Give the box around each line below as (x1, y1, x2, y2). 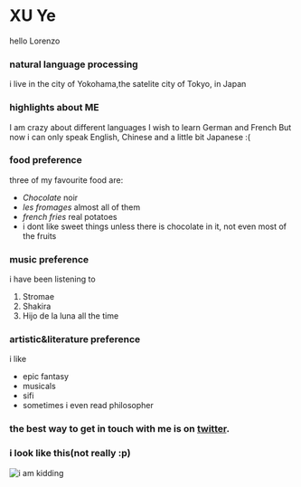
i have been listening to (9, 273, 97, 285)
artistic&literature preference (9, 333, 141, 346)
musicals (22, 381, 56, 392)
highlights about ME (9, 101, 99, 114)
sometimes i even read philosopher (22, 400, 154, 411)
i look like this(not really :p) (9, 447, 131, 460)
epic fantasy (22, 371, 70, 382)
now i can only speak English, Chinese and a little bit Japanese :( (9, 131, 251, 142)
